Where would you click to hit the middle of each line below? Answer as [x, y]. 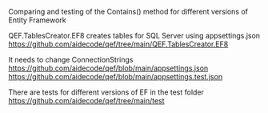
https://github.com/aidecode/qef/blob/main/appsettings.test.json [115, 77]
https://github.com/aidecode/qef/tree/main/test [87, 101]
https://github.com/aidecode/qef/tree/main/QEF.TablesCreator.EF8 [118, 44]
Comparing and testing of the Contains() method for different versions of [128, 12]
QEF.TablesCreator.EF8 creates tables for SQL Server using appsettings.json [134, 36]
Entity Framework [37, 20]
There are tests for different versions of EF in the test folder [106, 92]
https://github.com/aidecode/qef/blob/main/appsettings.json [108, 68]
